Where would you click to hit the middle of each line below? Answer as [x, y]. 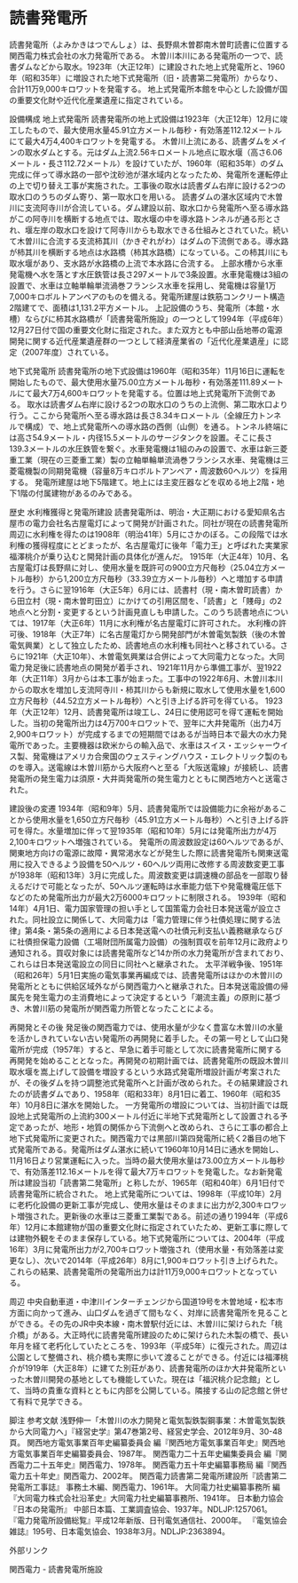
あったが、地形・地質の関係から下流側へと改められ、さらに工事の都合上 [157, 1127]
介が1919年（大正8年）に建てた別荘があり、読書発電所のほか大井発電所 [140, 1368]
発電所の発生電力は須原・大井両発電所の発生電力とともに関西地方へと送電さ [149, 778]
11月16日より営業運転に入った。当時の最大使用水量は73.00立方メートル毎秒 [147, 1160]
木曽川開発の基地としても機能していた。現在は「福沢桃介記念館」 [145, 1379]
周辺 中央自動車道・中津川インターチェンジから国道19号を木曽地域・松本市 [146, 1301]
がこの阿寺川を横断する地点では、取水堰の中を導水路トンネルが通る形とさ [145, 219]
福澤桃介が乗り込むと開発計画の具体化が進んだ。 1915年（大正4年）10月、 [145, 556]
